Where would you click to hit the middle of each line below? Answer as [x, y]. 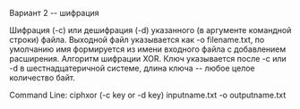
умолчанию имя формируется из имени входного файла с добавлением [148, 49]
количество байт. [43, 78]
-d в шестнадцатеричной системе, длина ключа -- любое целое [132, 68]
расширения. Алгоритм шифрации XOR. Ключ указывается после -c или [148, 59]
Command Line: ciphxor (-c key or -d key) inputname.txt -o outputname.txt [148, 95]
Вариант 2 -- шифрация [55, 13]
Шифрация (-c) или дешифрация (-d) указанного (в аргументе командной [150, 30]
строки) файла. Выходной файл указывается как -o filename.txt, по [137, 40]
